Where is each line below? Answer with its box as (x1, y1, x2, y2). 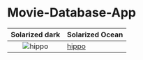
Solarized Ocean (67, 30, 123, 39)
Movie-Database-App (7, 5, 136, 21)
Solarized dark (10, 30, 61, 39)
